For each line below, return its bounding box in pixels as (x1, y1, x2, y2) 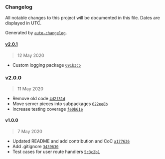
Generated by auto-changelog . (5, 30, 67, 36)
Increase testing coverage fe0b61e (12, 106, 83, 112)
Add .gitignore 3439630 (12, 144, 59, 149)
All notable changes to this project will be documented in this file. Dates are (5, 15, 161, 21)
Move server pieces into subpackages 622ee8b (12, 101, 108, 107)
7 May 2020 (17, 129, 42, 134)
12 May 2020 (17, 52, 44, 58)
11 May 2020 (17, 86, 43, 92)
